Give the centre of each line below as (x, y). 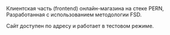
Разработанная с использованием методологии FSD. (74, 15)
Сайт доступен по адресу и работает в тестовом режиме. (80, 26)
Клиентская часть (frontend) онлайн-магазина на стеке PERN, (85, 8)
